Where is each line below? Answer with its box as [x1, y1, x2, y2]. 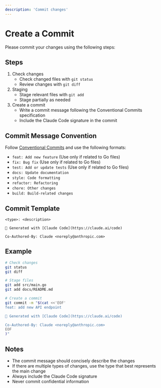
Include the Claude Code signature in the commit [19, 118, 117, 123]
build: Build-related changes [12, 191, 74, 196]
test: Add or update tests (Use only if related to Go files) [12, 164, 129, 170]
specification [19, 112, 46, 118]
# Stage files [5, 278, 34, 283]
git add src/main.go [5, 282, 47, 287]
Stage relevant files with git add [19, 92, 84, 98]
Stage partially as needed [19, 97, 71, 103]
